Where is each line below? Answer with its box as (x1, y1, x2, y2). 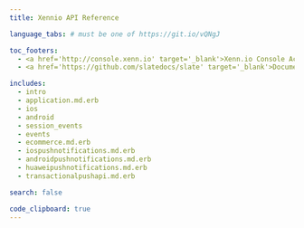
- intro (17, 88, 47, 97)
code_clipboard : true (9, 204, 91, 214)
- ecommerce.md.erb (17, 138, 91, 147)
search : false (9, 187, 63, 197)
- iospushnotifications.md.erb (17, 147, 136, 156)
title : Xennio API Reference (9, 13, 119, 23)
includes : (9, 79, 47, 89)
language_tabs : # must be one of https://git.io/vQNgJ (9, 29, 221, 39)
